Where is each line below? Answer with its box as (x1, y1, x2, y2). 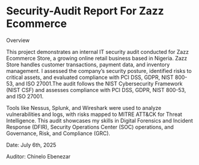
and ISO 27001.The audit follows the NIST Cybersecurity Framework (15, 80, 183, 87)
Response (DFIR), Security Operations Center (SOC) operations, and (6, 123, 174, 130)
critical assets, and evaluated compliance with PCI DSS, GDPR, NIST (6, 74, 174, 81)
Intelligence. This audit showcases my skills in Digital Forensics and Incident (6, 117, 194, 124)
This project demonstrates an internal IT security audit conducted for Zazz (6, 48, 189, 55)
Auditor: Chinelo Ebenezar (6, 152, 71, 160)
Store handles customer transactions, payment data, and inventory (6, 61, 170, 68)
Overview (6, 36, 30, 44)
